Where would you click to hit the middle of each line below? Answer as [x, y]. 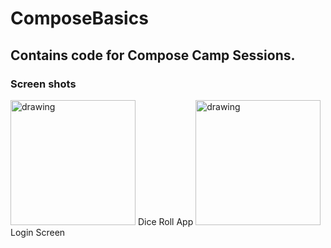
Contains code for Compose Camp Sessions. [153, 55]
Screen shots [43, 84]
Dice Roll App [165, 221]
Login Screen [38, 232]
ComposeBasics [79, 18]
